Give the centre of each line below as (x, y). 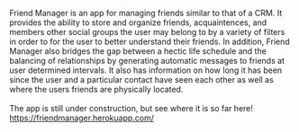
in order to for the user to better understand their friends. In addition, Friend (149, 41)
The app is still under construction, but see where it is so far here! (131, 108)
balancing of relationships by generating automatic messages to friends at (147, 61)
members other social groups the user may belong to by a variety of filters (147, 32)
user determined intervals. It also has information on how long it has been (146, 70)
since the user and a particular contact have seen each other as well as (142, 79)
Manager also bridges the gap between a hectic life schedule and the (138, 51)
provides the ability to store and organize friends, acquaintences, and (138, 22)
